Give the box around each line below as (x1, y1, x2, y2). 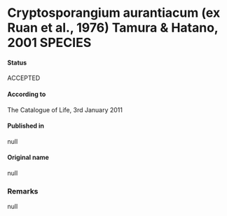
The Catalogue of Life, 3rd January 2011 (7, 105, 123, 114)
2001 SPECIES (7, 35, 92, 50)
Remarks (7, 186, 39, 196)
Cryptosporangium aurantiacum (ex (7, 5, 221, 21)
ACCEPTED (7, 74, 41, 82)
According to (7, 90, 46, 98)
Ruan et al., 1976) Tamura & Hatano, (7, 20, 219, 36)
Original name (7, 153, 49, 162)
